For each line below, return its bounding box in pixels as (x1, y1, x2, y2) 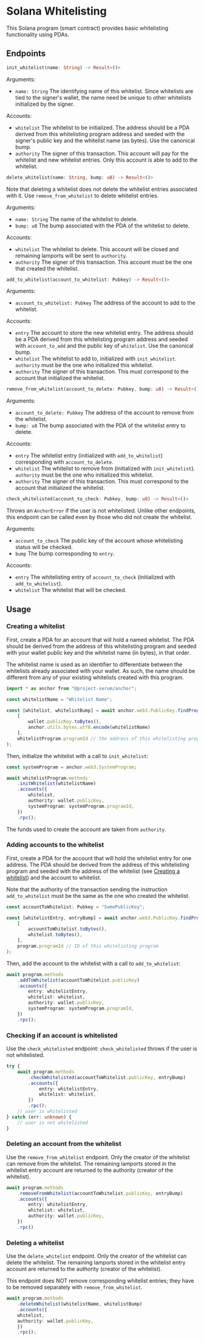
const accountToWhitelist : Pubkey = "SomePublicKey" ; (6, 904, 146, 910)
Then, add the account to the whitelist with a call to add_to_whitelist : (6, 959, 181, 967)
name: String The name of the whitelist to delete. (15, 215, 138, 222)
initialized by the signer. (15, 100, 75, 108)
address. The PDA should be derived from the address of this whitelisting (6, 861, 189, 868)
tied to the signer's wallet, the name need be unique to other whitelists (15, 94, 191, 101)
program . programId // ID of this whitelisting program (17, 943, 159, 950)
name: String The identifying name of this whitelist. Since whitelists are (15, 87, 194, 95)
